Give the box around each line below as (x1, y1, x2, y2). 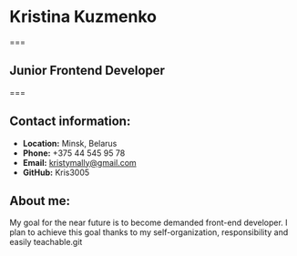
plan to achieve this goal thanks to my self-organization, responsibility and (9, 227, 289, 238)
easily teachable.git (9, 237, 83, 248)
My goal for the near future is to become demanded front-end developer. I (9, 217, 289, 229)
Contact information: (9, 114, 131, 129)
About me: (9, 193, 71, 209)
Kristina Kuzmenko (9, 6, 158, 27)
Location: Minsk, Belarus (22, 138, 118, 148)
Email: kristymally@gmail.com (22, 157, 137, 168)
